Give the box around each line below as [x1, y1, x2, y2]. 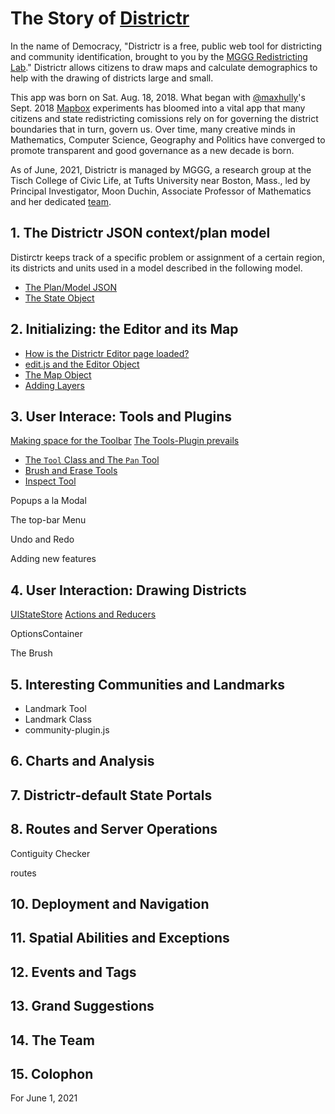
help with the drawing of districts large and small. [10, 72, 214, 84]
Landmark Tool [24, 703, 87, 714]
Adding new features [10, 553, 97, 565]
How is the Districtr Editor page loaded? [24, 347, 190, 359]
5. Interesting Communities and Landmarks [10, 676, 286, 693]
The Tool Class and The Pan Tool [24, 454, 160, 466]
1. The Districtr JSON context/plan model [10, 225, 271, 242]
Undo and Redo [10, 533, 75, 546]
